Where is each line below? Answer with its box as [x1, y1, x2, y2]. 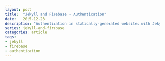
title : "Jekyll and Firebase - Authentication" [5, 12, 107, 17]
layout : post [5, 7, 32, 12]
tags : [5, 35, 16, 40]
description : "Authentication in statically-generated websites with [5, 21, 151, 26]
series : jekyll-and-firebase [5, 26, 65, 30]
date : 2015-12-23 [5, 16, 45, 21]
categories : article [5, 30, 48, 35]
